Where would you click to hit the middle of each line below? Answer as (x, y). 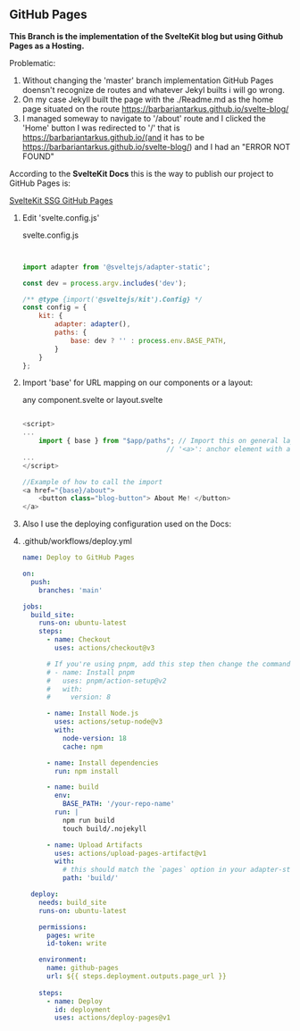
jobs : (32, 607)
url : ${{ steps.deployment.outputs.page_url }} (136, 977)
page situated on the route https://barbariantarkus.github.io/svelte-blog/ (155, 109)
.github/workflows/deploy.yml (77, 541)
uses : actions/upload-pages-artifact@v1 (131, 853)
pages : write (71, 935)
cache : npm (82, 746)
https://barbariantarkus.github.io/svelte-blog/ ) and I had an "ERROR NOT (156, 147)
